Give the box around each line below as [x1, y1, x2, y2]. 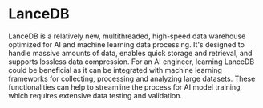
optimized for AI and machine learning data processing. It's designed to [8, 39, 245, 49]
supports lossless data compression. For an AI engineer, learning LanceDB [8, 57, 255, 66]
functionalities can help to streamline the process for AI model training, [8, 82, 243, 92]
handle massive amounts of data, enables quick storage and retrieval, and [8, 48, 253, 58]
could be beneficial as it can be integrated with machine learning [8, 65, 223, 74]
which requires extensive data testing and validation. [8, 90, 183, 100]
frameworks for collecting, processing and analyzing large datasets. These [8, 74, 256, 83]
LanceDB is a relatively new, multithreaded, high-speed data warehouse [8, 31, 246, 41]
